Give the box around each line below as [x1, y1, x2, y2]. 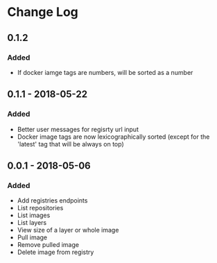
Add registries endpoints [17, 196, 88, 205]
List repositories [17, 204, 64, 212]
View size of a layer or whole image [17, 226, 119, 235]
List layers [17, 219, 47, 227]
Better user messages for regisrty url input [17, 125, 139, 133]
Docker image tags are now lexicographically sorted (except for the [17, 133, 210, 141]
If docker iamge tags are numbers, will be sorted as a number [17, 68, 193, 76]
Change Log [7, 4, 78, 20]
